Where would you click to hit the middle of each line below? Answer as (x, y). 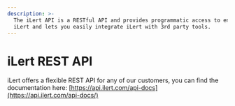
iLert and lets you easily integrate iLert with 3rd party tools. (112, 26)
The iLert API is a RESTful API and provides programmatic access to (117, 20)
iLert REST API (50, 61)
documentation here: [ (39, 88)
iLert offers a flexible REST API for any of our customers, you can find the (113, 80)
